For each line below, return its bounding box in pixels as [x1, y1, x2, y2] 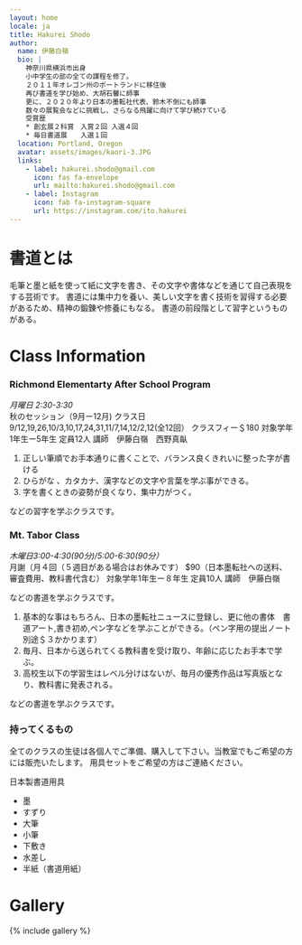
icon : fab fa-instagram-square [32, 198, 151, 208]
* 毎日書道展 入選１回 [25, 131, 108, 140]
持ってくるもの [9, 724, 74, 736]
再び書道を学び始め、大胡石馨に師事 [25, 89, 140, 98]
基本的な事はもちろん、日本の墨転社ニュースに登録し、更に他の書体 [22, 612, 276, 622]
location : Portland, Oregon [17, 139, 124, 148]
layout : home [9, 13, 59, 23]
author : [9, 38, 39, 48]
